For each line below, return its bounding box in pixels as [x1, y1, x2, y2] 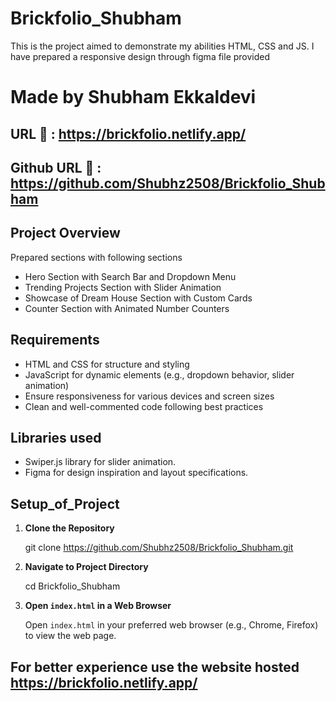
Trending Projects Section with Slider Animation [24, 281, 222, 293]
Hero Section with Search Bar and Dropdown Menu [24, 270, 237, 282]
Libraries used [10, 429, 102, 446]
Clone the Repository [24, 522, 115, 534]
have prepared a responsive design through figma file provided [10, 50, 271, 62]
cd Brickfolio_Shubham [24, 580, 121, 592]
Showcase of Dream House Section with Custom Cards [24, 292, 253, 304]
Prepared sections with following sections [10, 251, 183, 263]
